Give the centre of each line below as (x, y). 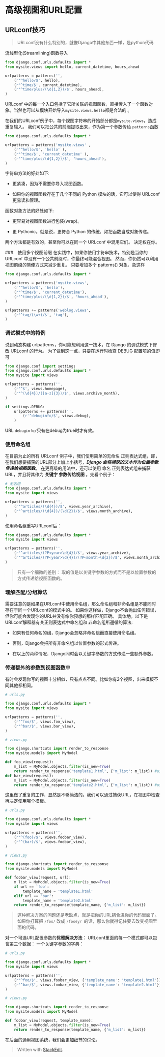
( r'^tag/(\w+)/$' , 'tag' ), (41, 315)
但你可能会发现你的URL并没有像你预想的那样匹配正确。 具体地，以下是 (77, 616)
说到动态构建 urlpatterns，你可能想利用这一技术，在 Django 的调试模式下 (79, 344)
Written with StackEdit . (40, 1049)
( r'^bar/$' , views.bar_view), (45, 726)
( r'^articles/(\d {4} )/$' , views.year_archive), (63, 506)
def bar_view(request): (29, 776)
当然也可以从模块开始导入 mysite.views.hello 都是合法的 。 (73, 110)
